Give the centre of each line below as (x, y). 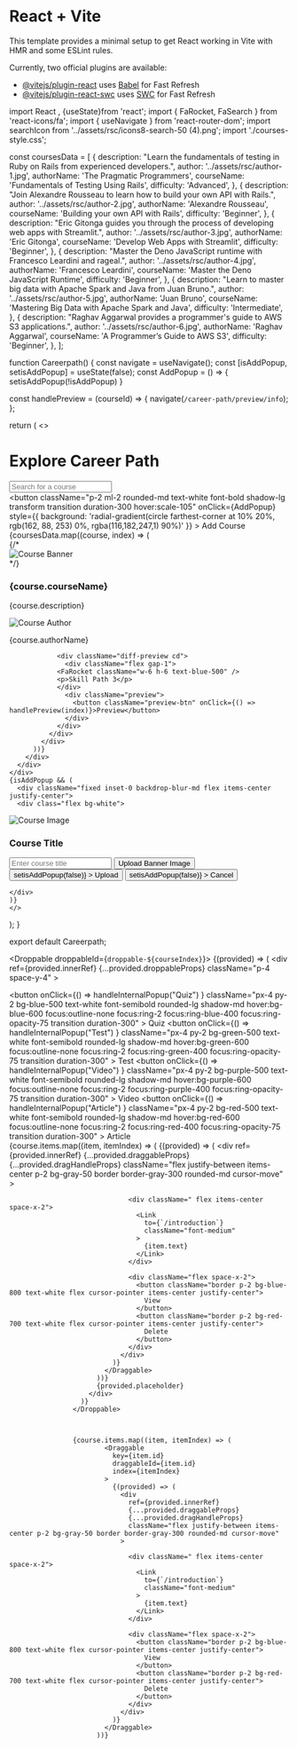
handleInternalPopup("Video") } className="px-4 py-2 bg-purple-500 (139, 1070)
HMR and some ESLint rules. (61, 50)
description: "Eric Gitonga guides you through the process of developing (142, 223)
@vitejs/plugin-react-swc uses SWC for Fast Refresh (118, 94)
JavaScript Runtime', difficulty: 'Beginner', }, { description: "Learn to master (147, 279)
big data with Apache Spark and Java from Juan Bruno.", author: (127, 288)
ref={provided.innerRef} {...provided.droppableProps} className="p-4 (140, 968)
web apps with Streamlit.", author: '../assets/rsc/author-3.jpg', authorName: (146, 232)
